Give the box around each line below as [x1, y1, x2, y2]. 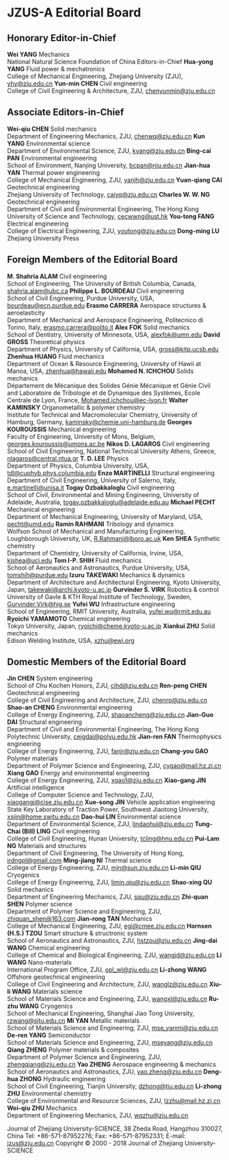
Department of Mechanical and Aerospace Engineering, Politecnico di [7, 315, 204, 324]
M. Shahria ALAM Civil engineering [7, 272, 107, 280]
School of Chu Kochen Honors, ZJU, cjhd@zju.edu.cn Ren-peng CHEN [7, 681, 207, 690]
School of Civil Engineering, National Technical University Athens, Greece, [7, 447, 217, 455]
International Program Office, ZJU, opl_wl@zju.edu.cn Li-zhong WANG [7, 965, 207, 974]
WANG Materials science [11, 987, 83, 995]
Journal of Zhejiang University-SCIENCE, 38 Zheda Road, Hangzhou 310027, [7, 1124, 223, 1133]
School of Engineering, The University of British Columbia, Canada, [7, 279, 196, 287]
